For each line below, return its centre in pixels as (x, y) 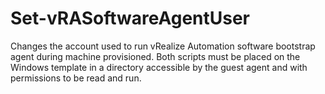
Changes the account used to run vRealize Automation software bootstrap (163, 46)
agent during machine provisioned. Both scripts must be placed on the (155, 56)
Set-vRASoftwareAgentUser (130, 18)
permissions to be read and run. (76, 78)
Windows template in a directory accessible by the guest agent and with (159, 67)
